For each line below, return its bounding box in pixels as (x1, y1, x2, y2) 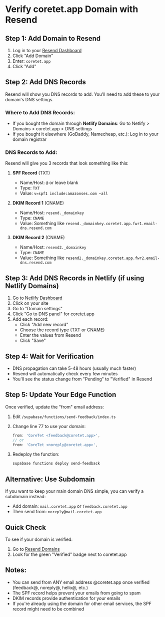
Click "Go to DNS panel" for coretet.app (12, 311, 95, 317)
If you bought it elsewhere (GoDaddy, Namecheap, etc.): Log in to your (12, 131, 158, 137)
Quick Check (5, 523, 46, 532)
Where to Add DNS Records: (5, 109, 75, 116)
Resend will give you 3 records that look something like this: (5, 160, 129, 166)
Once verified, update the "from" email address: (5, 403, 104, 409)
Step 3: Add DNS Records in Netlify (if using (5, 274, 144, 282)
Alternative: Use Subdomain (5, 475, 95, 483)
